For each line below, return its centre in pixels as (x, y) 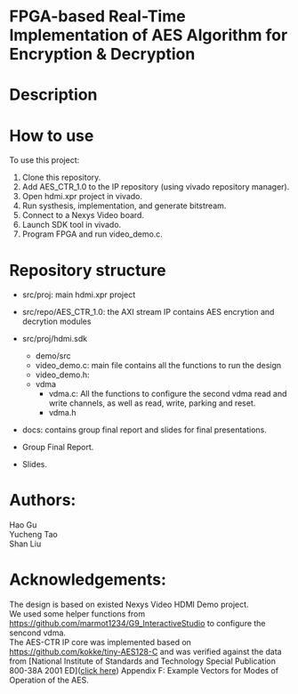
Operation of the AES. (49, 680)
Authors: (43, 500)
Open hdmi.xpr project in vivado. (82, 197)
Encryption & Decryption (102, 54)
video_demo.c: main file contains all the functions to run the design (158, 366)
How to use (52, 136)
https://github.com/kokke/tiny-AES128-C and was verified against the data (145, 652)
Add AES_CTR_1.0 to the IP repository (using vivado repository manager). (156, 187)
